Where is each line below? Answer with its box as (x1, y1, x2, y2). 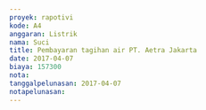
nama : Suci (9, 37, 50, 47)
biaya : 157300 (9, 63, 62, 72)
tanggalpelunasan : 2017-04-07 (9, 79, 122, 88)
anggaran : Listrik (9, 29, 78, 38)
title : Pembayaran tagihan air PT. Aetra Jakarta (9, 46, 198, 55)
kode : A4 (9, 21, 42, 30)
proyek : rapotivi (9, 12, 74, 22)
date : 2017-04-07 (9, 54, 74, 63)
